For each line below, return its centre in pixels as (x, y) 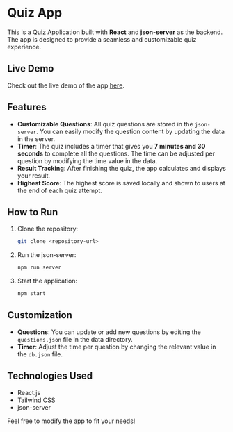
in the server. (36, 139)
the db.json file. (40, 354)
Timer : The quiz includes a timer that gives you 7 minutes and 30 (111, 146)
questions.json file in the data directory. (75, 339)
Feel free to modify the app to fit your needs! (71, 421)
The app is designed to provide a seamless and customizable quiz (102, 39)
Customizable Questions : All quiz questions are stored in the (105, 124)
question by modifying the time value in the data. (87, 160)
